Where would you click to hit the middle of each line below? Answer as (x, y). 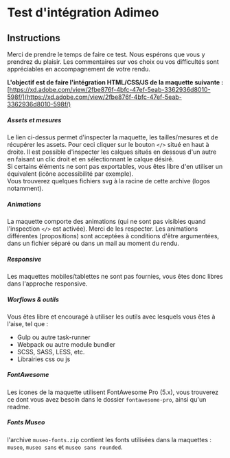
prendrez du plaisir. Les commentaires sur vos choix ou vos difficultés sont (113, 62)
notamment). (25, 188)
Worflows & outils (33, 299)
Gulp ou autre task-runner (54, 337)
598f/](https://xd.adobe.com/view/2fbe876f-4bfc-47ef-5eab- (94, 97)
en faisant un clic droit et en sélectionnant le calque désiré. (91, 159)
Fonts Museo (26, 422)
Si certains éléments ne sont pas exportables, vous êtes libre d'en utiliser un (115, 166)
